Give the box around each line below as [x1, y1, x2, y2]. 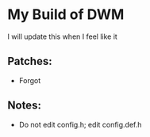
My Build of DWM [7, 6, 125, 24]
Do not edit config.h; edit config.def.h [18, 120, 142, 129]
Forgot [18, 75, 41, 85]
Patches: [7, 55, 52, 68]
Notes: [7, 99, 41, 112]
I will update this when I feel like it [7, 32, 118, 41]
